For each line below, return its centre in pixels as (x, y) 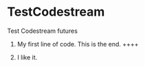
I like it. (27, 57)
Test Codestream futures (42, 31)
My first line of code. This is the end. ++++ (78, 44)
